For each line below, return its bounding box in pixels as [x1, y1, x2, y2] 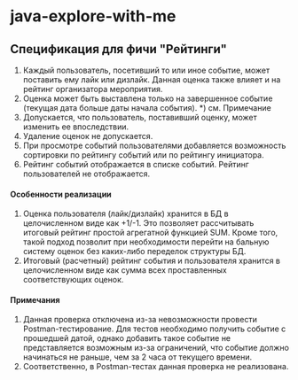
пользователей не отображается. [22, 168, 151, 179]
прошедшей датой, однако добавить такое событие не [22, 333, 231, 344]
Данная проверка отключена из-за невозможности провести [22, 314, 258, 325]
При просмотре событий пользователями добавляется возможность [22, 140, 286, 151]
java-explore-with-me [10, 6, 176, 27]
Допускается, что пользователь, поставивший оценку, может [22, 112, 257, 122]
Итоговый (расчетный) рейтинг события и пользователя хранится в [22, 255, 280, 267]
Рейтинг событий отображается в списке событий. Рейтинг [22, 159, 249, 169]
